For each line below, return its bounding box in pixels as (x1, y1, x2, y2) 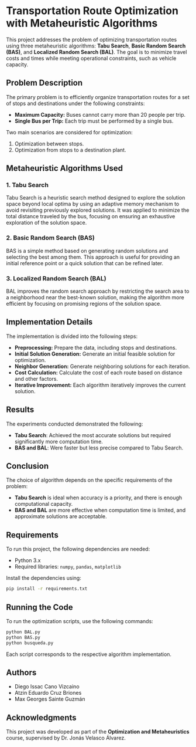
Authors (6, 667, 37, 677)
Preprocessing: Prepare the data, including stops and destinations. (14, 344, 177, 351)
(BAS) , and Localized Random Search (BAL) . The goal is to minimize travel (6, 48, 187, 55)
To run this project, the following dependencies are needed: (6, 546, 150, 553)
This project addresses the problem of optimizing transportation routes (6, 36, 177, 43)
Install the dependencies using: (6, 574, 82, 582)
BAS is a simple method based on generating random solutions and (6, 247, 169, 254)
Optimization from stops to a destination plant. (14, 146, 126, 153)
